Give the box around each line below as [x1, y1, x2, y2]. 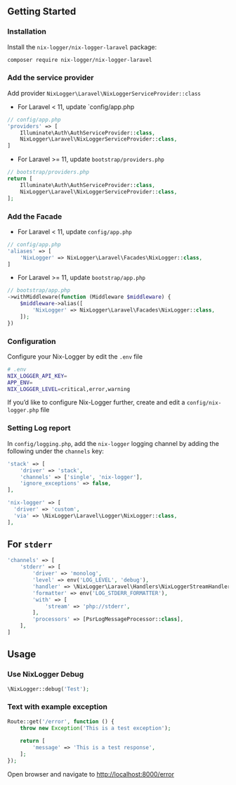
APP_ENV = [7, 379, 33, 386]
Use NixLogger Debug [7, 670, 84, 679]
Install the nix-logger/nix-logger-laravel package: [7, 42, 157, 51]
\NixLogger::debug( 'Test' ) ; [7, 685, 90, 692]
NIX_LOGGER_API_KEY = [7, 372, 68, 379]
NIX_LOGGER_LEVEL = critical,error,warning [7, 385, 131, 392]
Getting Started [7, 6, 77, 18]
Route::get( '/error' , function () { [7, 717, 114, 725]
